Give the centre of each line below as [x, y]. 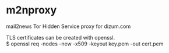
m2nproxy [31, 10]
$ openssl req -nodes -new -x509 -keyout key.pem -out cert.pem [85, 44]
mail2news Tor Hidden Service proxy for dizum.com [68, 26]
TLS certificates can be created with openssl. [61, 37]
